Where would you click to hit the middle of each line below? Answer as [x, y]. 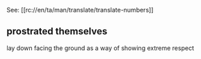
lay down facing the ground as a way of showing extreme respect [100, 48]
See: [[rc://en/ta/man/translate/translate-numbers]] [80, 10]
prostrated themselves [57, 31]
